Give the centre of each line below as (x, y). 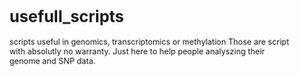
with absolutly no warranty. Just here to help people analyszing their (137, 51)
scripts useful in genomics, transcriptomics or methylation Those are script (149, 42)
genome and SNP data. (53, 61)
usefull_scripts (67, 17)
